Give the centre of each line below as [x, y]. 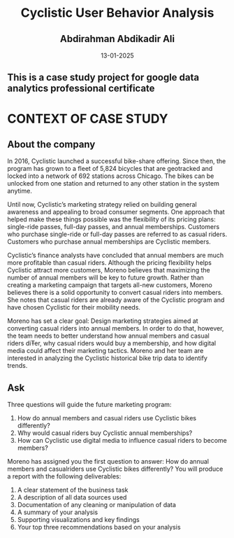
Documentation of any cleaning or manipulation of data [97, 505]
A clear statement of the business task [73, 490]
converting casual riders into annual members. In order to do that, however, [116, 329]
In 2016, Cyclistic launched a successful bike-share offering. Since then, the [117, 161]
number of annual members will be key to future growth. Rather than [105, 277]
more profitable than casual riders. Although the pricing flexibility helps [109, 263]
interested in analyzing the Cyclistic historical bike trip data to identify [108, 358]
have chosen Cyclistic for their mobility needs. [74, 308]
